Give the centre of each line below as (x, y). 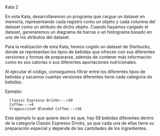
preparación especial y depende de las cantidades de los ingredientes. (76, 128)
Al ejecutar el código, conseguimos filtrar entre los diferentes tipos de (75, 72)
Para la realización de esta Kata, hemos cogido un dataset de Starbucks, (78, 47)
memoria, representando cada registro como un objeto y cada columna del (80, 22)
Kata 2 (12, 7)
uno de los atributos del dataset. (38, 37)
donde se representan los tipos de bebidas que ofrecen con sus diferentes (80, 52)
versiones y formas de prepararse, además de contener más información (79, 57)
